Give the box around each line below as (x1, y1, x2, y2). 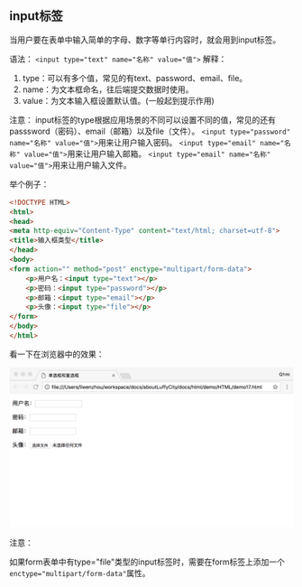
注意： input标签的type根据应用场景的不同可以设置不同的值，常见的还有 (9, 114, 277, 125)
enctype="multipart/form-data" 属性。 (9, 568, 151, 579)
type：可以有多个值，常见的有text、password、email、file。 (22, 72, 248, 83)
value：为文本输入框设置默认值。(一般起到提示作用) (22, 95, 215, 106)
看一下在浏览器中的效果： (9, 349, 105, 359)
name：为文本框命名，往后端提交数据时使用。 (22, 84, 194, 95)
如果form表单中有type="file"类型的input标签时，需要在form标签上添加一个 (9, 556, 286, 567)
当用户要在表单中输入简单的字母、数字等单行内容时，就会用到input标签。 (9, 34, 281, 45)
